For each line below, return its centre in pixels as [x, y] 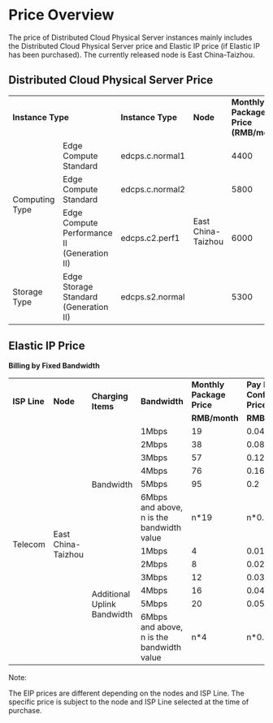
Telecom [29, 544]
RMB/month [215, 418]
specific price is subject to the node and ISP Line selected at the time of [129, 701]
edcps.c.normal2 [153, 189]
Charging [110, 396]
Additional [111, 594]
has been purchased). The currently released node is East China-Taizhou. [132, 54]
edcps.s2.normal [153, 296]
